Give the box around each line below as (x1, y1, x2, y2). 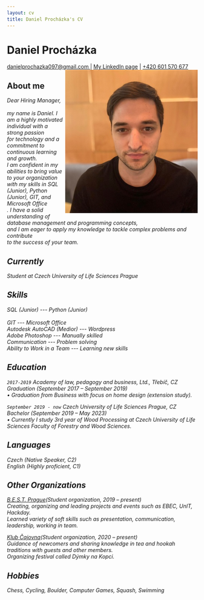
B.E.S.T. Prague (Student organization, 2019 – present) (7, 496, 142, 504)
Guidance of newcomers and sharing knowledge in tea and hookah (7, 540, 176, 547)
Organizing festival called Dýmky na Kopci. (7, 553, 115, 561)
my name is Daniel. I (7, 110, 58, 117)
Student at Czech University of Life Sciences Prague (7, 272, 139, 280)
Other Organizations (7, 480, 87, 490)
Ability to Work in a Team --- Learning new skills (7, 345, 128, 352)
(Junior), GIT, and (7, 194, 51, 201)
